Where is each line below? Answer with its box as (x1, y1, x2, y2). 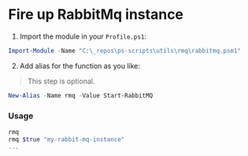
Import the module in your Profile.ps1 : (19, 32, 147, 41)
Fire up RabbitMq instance (8, 6, 183, 24)
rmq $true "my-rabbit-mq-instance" (8, 136, 125, 143)
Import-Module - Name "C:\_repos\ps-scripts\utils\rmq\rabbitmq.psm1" (8, 46, 242, 54)
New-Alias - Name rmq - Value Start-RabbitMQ (8, 91, 154, 99)
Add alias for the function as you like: (19, 61, 140, 70)
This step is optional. (27, 76, 95, 86)
